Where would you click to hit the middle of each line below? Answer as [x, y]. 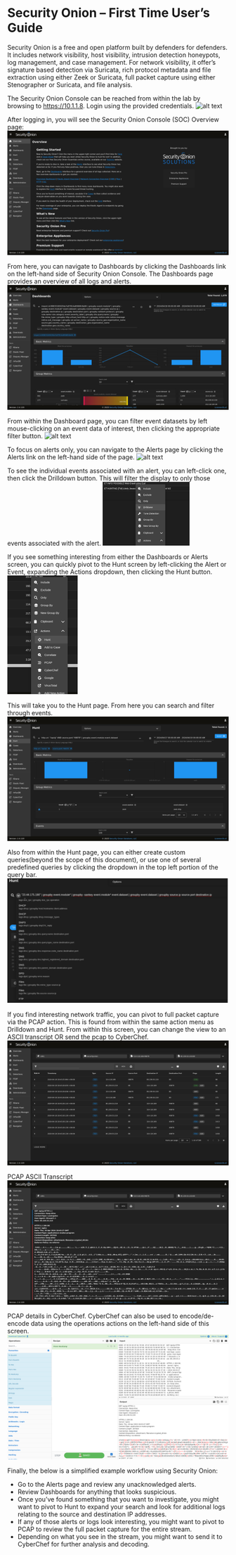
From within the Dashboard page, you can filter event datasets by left [107, 421]
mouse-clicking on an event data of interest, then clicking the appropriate [113, 428]
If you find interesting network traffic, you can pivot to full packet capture [113, 1015]
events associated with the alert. [54, 543]
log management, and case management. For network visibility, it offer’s [112, 62]
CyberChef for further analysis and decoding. [83, 1544]
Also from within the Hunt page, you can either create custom [97, 852]
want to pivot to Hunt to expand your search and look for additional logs [122, 1506]
